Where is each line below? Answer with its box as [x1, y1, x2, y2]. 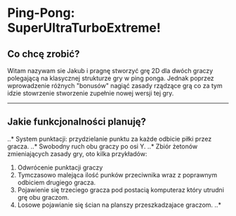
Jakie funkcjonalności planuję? [7, 116, 146, 128]
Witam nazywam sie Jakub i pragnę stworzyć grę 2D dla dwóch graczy [7, 67, 214, 75]
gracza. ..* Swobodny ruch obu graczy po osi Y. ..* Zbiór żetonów [7, 142, 198, 151]
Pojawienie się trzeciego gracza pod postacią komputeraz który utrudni [17, 185, 225, 194]
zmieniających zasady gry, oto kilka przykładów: [7, 149, 147, 158]
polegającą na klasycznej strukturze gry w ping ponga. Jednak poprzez [7, 74, 214, 82]
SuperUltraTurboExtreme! [7, 20, 162, 36]
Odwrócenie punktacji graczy [17, 163, 103, 172]
